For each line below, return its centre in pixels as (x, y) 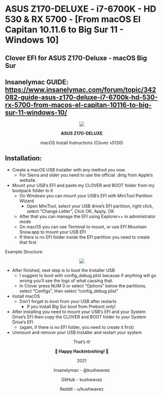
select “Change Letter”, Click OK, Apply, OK (70, 211)
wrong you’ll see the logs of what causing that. (66, 281)
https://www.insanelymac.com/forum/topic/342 (81, 89)
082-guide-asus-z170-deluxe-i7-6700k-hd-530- (81, 97)
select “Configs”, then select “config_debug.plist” (69, 291)
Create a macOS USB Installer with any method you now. (69, 170)
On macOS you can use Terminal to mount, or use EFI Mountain (83, 227)
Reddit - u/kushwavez (82, 389)
